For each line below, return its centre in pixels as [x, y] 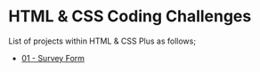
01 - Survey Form [53, 58]
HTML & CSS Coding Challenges [130, 16]
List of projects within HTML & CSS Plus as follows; [102, 41]
